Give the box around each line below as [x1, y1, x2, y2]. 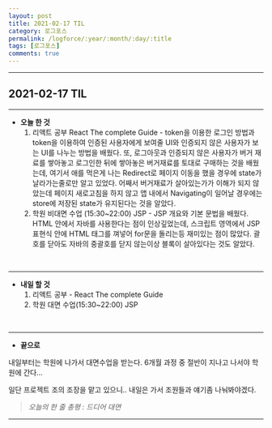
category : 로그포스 [8, 27, 67, 35]
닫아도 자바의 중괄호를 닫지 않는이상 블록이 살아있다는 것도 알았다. [47, 238, 255, 248]
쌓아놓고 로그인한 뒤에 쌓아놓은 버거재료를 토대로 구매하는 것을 [47, 157, 244, 167]
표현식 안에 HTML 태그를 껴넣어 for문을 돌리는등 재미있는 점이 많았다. [32, 229, 253, 238]
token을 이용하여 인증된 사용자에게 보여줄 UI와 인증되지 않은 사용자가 [32, 137, 251, 147]
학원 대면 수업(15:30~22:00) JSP [32, 299, 138, 309]
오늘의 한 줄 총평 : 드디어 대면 [28, 402, 121, 412]
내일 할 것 [19, 279, 50, 289]
